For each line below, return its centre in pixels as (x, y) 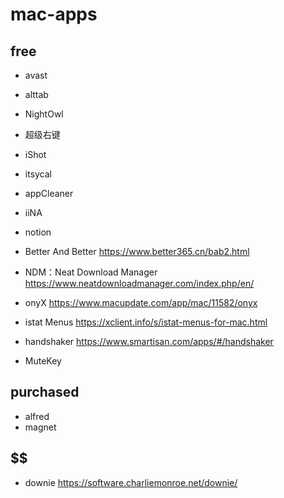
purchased (45, 392)
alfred (37, 416)
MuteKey (43, 361)
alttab (36, 94)
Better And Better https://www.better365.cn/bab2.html (137, 251)
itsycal (38, 174)
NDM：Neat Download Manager (91, 272)
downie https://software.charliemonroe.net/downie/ (131, 482)
